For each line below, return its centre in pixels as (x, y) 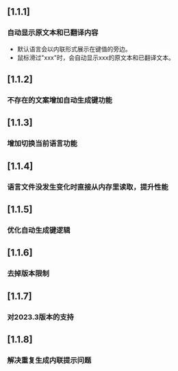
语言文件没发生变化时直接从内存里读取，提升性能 (88, 187)
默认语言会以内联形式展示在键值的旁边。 (74, 49)
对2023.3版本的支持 (40, 317)
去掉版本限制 (28, 274)
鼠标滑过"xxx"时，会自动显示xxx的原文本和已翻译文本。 (96, 57)
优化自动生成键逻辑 (39, 230)
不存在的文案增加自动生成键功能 (60, 100)
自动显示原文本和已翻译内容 (53, 33)
